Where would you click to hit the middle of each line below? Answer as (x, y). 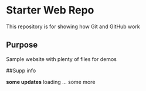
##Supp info (21, 70)
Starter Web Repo (50, 10)
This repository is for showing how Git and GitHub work (73, 26)
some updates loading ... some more (51, 82)
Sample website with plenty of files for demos (62, 59)
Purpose (22, 45)
